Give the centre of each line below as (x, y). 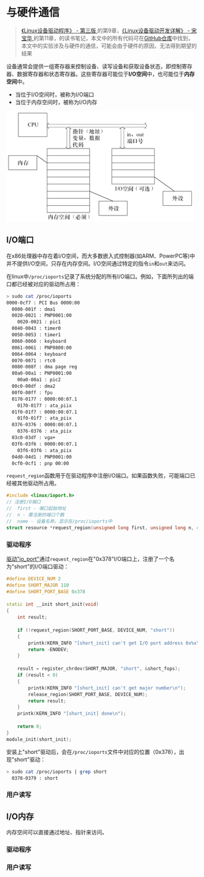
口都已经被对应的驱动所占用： (43, 284)
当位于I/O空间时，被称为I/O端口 (54, 94)
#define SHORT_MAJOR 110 (38, 585)
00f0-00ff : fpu (32, 393)
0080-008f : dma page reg (45, 367)
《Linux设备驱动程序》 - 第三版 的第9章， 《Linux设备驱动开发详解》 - (105, 30)
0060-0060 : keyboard (39, 341)
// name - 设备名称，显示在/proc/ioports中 (59, 521)
